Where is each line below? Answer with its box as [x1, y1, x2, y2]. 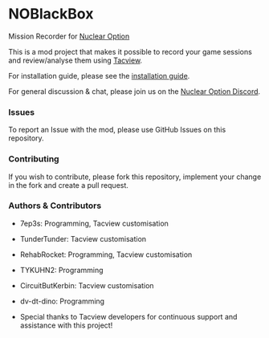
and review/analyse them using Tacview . [8, 55, 143, 65]
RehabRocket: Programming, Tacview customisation [19, 250, 193, 259]
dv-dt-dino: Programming [19, 296, 105, 306]
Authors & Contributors [8, 200, 102, 211]
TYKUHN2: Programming [19, 265, 104, 275]
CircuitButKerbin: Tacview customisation [19, 280, 154, 290]
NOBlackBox [8, 5, 94, 23]
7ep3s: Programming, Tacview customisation [19, 218, 169, 228]
